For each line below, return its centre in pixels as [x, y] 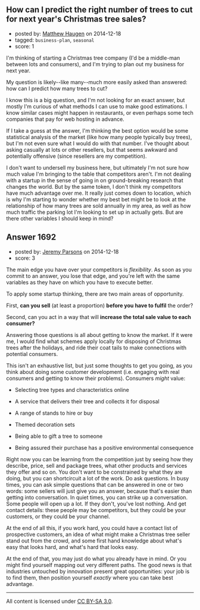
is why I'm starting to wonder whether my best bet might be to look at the [96, 199]
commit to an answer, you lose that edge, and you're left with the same [93, 276]
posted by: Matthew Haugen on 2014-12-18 [68, 33]
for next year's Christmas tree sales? [76, 19]
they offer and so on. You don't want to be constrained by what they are [94, 472]
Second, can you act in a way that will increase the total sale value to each [99, 317]
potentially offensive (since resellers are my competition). [76, 156]
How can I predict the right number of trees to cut [99, 10]
